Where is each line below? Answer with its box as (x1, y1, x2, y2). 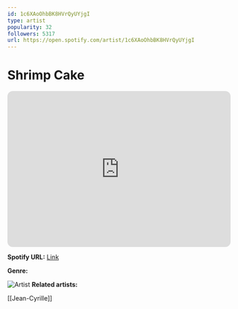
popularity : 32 (7, 23, 52, 30)
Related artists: (31, 281, 78, 289)
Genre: (7, 266, 28, 275)
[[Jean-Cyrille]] (7, 294, 52, 303)
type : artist (7, 17, 46, 24)
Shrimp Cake (7, 67, 85, 84)
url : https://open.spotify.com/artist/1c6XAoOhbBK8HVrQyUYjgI (7, 37, 195, 44)
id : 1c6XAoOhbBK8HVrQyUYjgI (7, 10, 91, 18)
